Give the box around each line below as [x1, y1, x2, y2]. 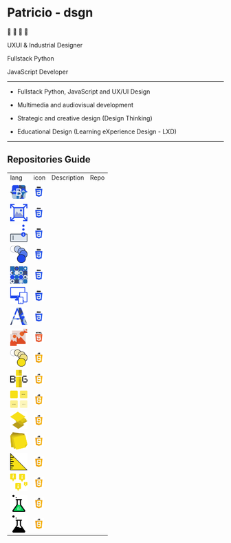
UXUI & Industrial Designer [7, 41, 83, 49]
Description [51, 173, 85, 182]
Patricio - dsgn [7, 5, 93, 21]
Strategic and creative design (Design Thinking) [16, 114, 153, 122]
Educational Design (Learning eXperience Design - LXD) [16, 127, 177, 136]
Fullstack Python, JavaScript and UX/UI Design [16, 87, 151, 96]
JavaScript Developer [7, 67, 69, 76]
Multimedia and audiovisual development [16, 100, 134, 109]
